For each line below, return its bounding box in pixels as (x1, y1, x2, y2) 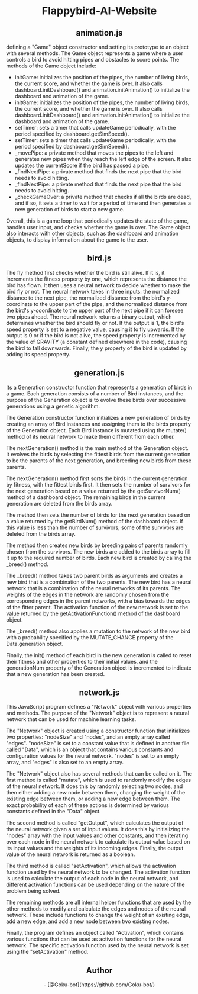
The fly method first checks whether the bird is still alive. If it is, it (6, 269, 165, 276)
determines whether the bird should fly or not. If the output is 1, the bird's (6, 319, 184, 326)
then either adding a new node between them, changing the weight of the (6, 789, 186, 796)
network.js (79, 688, 120, 698)
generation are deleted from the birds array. (6, 500, 113, 507)
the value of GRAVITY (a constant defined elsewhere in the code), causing (6, 338, 187, 345)
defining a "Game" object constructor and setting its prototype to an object (6, 43, 189, 50)
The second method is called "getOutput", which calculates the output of (6, 819, 184, 826)
